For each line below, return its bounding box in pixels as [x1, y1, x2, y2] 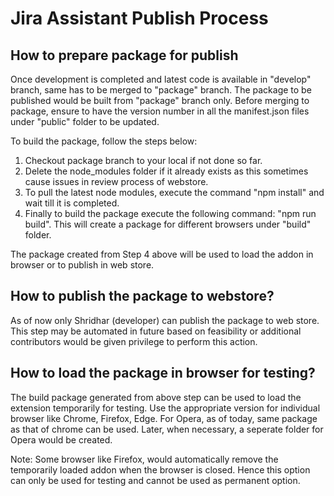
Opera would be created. [10, 433, 113, 446]
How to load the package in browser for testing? [10, 365, 316, 382]
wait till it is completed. [24, 197, 120, 209]
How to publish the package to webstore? [10, 288, 275, 305]
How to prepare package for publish [10, 47, 239, 64]
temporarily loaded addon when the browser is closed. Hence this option [10, 463, 311, 476]
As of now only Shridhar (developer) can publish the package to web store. [10, 314, 320, 326]
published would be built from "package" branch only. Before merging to [10, 95, 310, 106]
